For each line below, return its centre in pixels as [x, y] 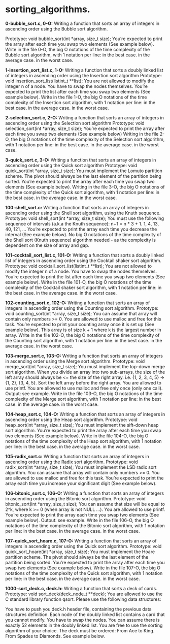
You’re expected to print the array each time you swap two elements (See [82, 514]
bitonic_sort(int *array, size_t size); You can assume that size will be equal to [85, 504]
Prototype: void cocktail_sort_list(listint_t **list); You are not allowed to [79, 266]
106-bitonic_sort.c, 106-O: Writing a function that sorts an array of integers [84, 493]
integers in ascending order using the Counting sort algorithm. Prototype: [82, 308]
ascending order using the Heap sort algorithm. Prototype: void [72, 420]
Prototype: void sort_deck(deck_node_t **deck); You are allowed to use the [84, 594]
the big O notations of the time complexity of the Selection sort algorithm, [88, 139]
